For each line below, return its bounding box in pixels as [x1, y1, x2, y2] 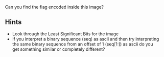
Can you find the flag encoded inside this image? [5, 4, 104, 10]
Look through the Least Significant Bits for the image [12, 31, 119, 37]
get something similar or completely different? [12, 46, 105, 52]
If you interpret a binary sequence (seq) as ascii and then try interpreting [12, 36, 159, 42]
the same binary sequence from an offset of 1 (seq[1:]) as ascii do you [12, 41, 153, 47]
